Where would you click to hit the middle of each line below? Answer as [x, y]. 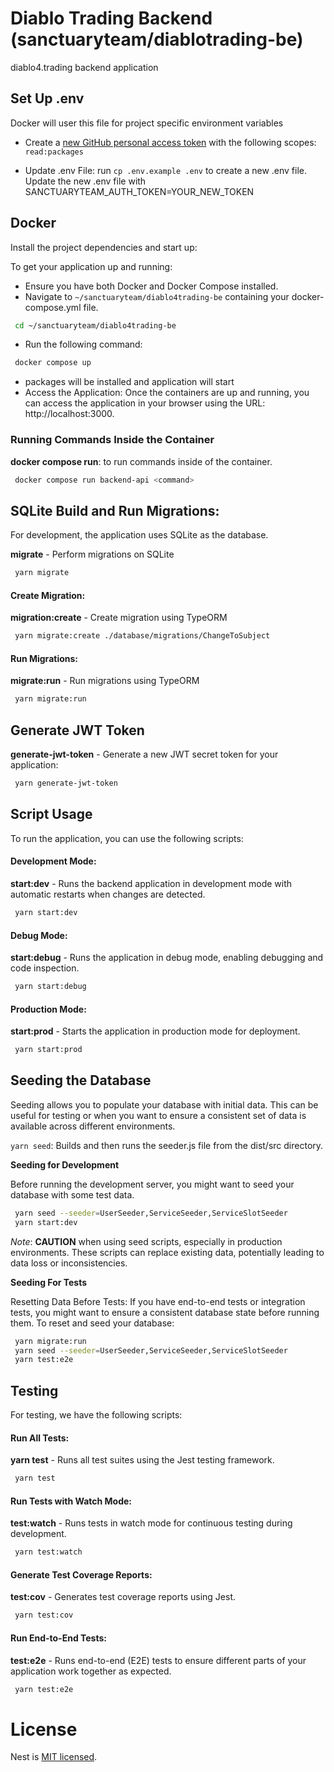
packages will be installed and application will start [129, 382]
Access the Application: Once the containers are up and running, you [167, 393]
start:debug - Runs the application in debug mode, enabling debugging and [167, 958]
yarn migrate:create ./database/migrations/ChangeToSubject [142, 636]
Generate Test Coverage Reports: [81, 1574]
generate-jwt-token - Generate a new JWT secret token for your [144, 754]
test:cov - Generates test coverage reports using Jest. [123, 1597]
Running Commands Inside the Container [112, 440]
